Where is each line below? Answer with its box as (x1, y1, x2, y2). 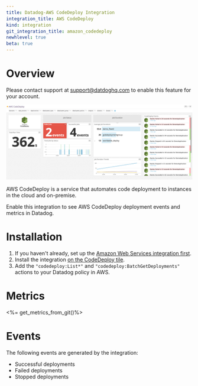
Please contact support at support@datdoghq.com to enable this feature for (6, 86, 191, 93)
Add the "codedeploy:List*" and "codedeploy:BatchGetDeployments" (14, 262, 180, 269)
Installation (6, 230, 63, 244)
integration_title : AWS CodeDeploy (6, 15, 94, 22)
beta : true (6, 41, 33, 47)
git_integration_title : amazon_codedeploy (6, 28, 112, 34)
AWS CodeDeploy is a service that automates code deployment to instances (6, 185, 192, 192)
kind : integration (6, 22, 51, 28)
